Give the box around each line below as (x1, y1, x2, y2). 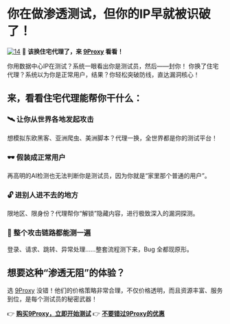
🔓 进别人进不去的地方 (7, 190, 79, 199)
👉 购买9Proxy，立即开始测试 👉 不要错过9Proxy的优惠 (7, 310, 165, 318)
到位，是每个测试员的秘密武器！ (7, 295, 97, 303)
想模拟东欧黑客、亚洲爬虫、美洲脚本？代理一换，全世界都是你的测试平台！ (7, 134, 218, 142)
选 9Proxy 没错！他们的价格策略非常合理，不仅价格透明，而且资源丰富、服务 (7, 286, 223, 295)
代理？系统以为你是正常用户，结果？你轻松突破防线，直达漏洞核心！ (7, 70, 200, 79)
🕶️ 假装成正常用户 (7, 152, 66, 162)
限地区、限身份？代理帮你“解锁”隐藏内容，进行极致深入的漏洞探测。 (7, 210, 199, 218)
